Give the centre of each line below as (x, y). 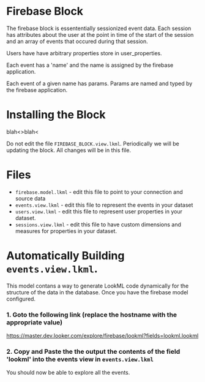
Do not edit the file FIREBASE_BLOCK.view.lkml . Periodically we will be (93, 143)
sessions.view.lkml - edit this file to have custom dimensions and (98, 224)
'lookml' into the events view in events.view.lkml (80, 359)
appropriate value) (35, 322)
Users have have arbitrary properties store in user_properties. (84, 53)
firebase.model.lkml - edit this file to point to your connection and (99, 192)
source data (30, 198)
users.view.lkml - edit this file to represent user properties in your (99, 211)
